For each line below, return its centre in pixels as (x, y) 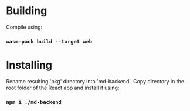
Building (27, 11)
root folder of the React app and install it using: (63, 88)
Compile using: (24, 27)
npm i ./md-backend (34, 102)
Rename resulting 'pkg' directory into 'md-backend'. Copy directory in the (95, 81)
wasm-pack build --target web (49, 41)
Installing (29, 65)
